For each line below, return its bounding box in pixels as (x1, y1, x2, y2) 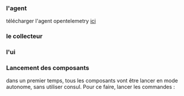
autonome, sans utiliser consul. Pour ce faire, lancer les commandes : (6, 84, 175, 91)
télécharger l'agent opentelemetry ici (6, 18, 96, 25)
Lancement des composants (6, 64, 90, 72)
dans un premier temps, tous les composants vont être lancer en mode (6, 77, 178, 84)
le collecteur (6, 32, 43, 41)
